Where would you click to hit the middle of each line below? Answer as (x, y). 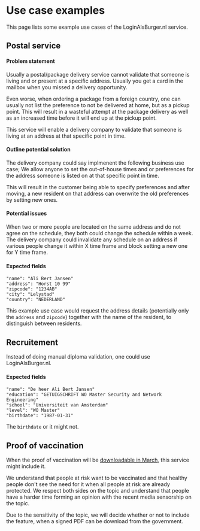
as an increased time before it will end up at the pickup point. (81, 118)
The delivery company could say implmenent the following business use (95, 163)
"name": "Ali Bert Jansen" (40, 279)
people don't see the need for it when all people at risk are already (88, 484)
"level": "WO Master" (33, 411)
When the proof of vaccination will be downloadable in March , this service (98, 460)
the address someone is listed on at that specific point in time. (83, 175)
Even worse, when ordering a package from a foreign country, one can (93, 99)
